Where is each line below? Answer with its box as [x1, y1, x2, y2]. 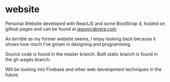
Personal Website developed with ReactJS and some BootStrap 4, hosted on [5, 20, 165, 26]
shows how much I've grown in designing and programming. [5, 41, 132, 47]
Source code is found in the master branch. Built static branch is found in [5, 51, 158, 57]
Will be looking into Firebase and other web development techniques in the [5, 66, 162, 72]
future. [5, 71, 19, 77]
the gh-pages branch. [5, 56, 51, 62]
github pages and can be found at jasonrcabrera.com [5, 25, 117, 32]
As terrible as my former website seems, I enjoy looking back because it [5, 36, 156, 42]
